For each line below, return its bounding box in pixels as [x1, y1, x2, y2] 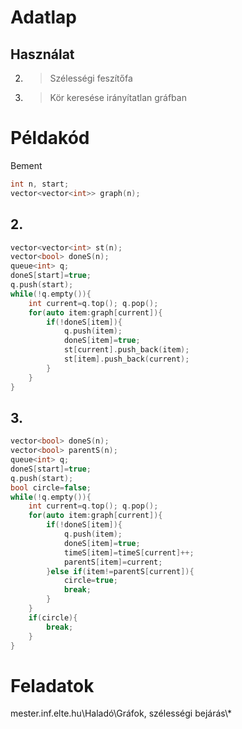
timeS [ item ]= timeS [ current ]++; [63, 547, 195, 558]
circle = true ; [63, 576, 118, 586]
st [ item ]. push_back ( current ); [63, 354, 190, 364]
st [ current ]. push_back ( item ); [63, 345, 190, 355]
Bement [10, 159, 43, 171]
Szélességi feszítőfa [49, 72, 133, 84]
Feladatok [10, 674, 95, 697]
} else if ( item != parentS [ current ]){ [46, 566, 195, 576]
